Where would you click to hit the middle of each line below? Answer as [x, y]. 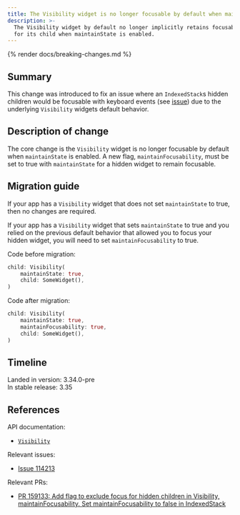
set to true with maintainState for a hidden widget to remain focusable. [112, 164]
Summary [30, 77]
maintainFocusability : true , [64, 327]
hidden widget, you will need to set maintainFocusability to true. [103, 240]
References [34, 410]
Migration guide [44, 186]
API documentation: [36, 427]
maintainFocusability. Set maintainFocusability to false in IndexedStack [122, 504]
